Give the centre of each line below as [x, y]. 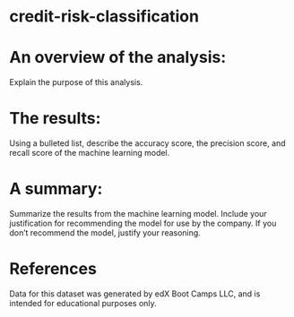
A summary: [56, 189]
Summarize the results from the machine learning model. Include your [138, 214]
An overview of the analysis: [118, 58]
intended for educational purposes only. [83, 303]
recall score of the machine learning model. [90, 153]
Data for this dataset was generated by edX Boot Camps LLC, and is [135, 294]
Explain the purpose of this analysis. [76, 82]
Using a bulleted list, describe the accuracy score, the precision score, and [147, 143]
